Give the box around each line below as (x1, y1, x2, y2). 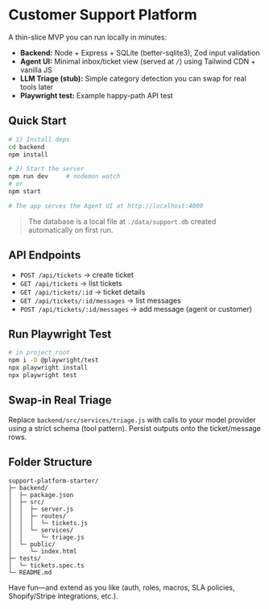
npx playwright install (8, 364, 89, 372)
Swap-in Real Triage (8, 393, 112, 408)
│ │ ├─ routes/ (8, 512, 67, 520)
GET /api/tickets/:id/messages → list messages (19, 296, 181, 305)
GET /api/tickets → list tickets (19, 278, 122, 288)
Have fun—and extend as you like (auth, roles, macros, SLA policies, (8, 582, 235, 592)
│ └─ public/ (8, 540, 56, 549)
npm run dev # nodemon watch (8, 172, 121, 180)
